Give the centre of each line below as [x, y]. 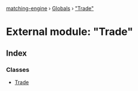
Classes [18, 70]
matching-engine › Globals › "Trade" [50, 8]
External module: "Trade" [70, 32]
